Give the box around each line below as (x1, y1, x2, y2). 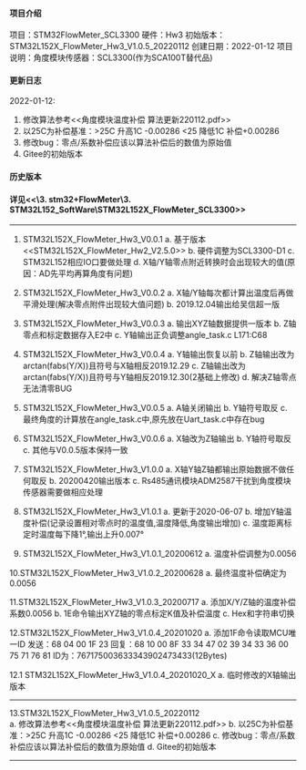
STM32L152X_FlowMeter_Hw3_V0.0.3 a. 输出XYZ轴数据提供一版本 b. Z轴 (22, 318, 297, 329)
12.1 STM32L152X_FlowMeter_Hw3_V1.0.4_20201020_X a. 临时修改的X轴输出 (9, 670, 297, 681)
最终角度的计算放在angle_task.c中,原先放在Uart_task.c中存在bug (22, 414, 265, 425)
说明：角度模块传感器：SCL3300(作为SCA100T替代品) (9, 52, 213, 63)
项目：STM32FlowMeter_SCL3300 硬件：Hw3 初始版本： (9, 29, 226, 40)
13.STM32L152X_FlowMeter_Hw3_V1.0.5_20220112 (9, 708, 200, 719)
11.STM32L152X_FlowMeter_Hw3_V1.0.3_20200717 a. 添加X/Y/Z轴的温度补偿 (9, 597, 296, 608)
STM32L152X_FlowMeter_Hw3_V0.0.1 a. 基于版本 (22, 234, 207, 245)
